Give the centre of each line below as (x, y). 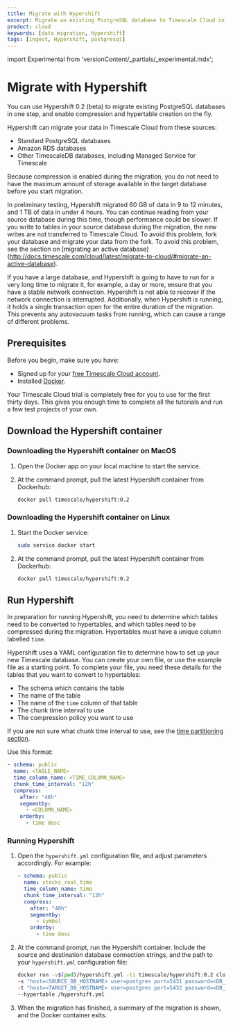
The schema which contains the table (71, 688)
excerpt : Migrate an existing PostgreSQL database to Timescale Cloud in (116, 20)
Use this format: (30, 752)
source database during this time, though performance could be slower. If (113, 220)
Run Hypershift (41, 600)
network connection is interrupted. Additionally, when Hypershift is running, (115, 300)
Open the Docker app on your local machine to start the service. (109, 466)
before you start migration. (45, 191)
